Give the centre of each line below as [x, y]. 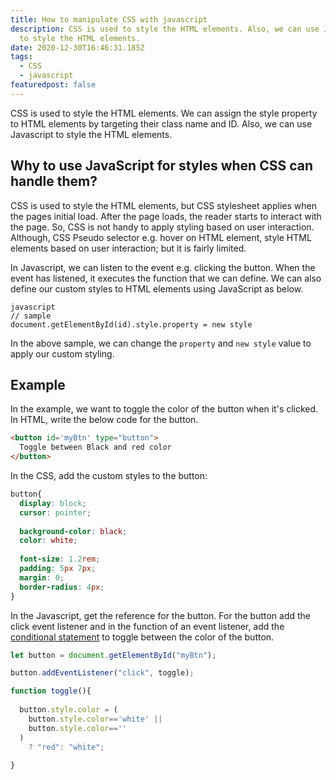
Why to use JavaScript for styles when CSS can [161, 166]
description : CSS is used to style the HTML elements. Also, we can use [165, 29]
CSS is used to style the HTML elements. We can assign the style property [164, 113]
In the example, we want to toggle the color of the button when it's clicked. [164, 409]
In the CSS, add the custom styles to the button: [109, 475]
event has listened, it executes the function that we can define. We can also [166, 278]
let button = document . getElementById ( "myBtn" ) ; [113, 655]
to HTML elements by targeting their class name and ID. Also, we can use [161, 123]
